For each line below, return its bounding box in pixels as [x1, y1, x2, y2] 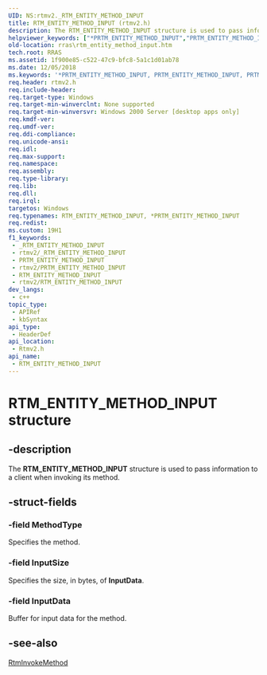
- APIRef [11, 308, 41, 316]
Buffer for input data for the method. [8, 614, 127, 623]
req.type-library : [8, 175, 69, 183]
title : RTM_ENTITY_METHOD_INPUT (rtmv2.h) [8, 19, 151, 27]
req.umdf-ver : [8, 123, 56, 131]
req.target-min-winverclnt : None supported [8, 100, 155, 108]
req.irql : [8, 197, 41, 205]
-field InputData [8, 595, 72, 606]
